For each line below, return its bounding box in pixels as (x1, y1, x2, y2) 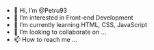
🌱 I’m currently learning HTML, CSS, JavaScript (13, 21, 148, 28)
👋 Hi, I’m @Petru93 (13, 7, 68, 14)
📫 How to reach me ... (13, 36, 77, 43)
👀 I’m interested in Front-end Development (13, 14, 133, 22)
